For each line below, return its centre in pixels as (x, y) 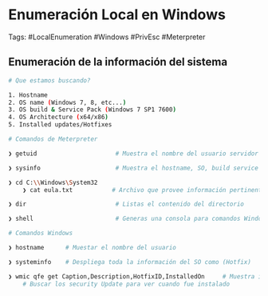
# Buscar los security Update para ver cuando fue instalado (126, 284)
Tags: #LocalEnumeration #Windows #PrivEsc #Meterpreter (107, 37)
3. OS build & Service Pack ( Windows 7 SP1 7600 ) (93, 110)
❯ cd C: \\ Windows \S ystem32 (53, 182)
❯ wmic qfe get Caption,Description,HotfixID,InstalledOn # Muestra (132, 276)
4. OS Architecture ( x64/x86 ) (59, 118)
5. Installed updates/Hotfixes (60, 125)
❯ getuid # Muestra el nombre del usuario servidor (134, 154)
